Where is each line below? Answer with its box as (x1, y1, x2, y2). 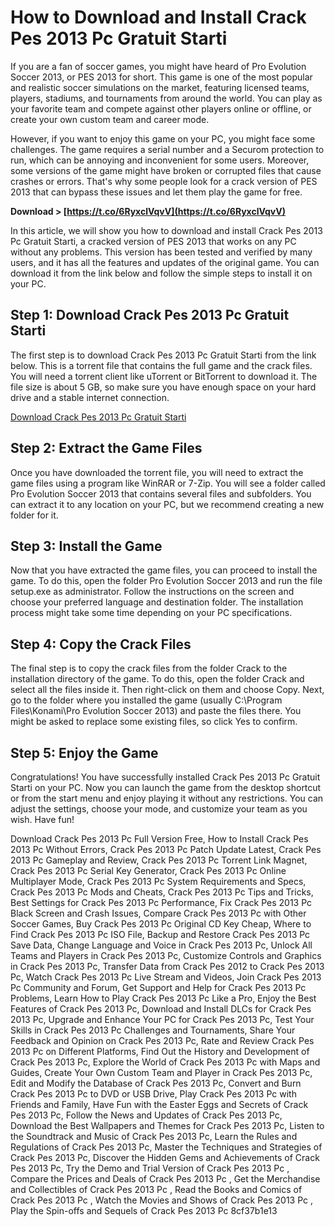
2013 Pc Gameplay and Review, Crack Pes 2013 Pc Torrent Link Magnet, (10, 854, 308, 866)
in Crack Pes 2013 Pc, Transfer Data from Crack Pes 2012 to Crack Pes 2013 (10, 961, 325, 972)
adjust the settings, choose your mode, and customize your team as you (10, 803, 308, 815)
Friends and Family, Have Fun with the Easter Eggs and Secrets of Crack (10, 1099, 309, 1110)
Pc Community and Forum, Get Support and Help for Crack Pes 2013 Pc (10, 982, 307, 993)
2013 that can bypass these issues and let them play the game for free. (10, 186, 303, 198)
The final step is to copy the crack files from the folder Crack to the (10, 662, 288, 675)
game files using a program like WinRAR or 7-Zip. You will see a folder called (10, 477, 326, 489)
